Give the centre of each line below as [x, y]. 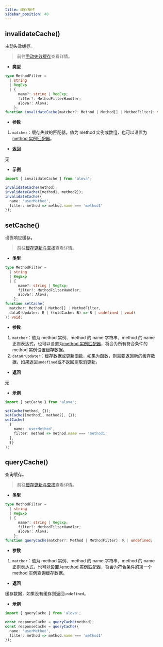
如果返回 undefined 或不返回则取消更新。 [60, 362]
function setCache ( [25, 304]
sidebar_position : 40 [27, 14]
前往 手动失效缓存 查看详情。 [45, 56]
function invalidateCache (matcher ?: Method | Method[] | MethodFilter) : [80, 112]
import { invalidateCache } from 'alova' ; [49, 179]
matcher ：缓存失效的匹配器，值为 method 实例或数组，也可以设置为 [80, 132]
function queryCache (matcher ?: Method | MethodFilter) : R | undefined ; [79, 540]
